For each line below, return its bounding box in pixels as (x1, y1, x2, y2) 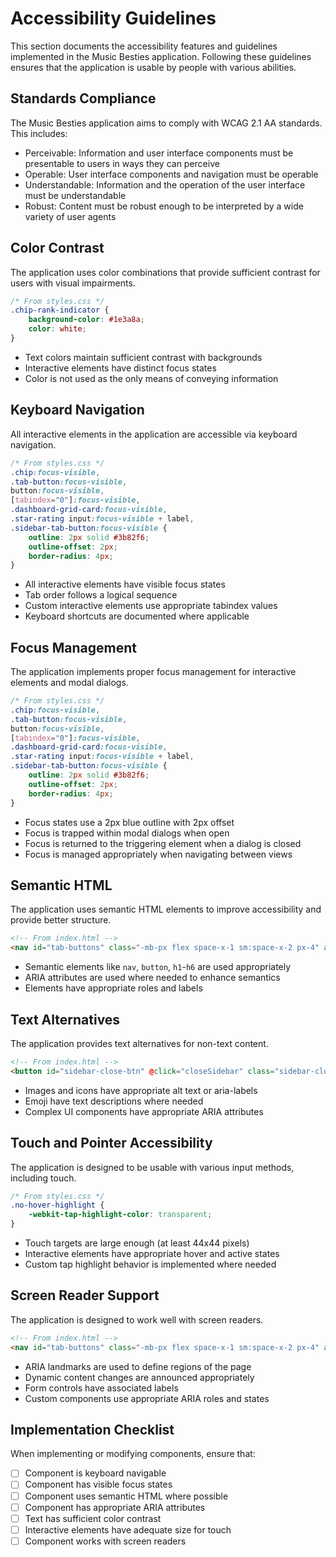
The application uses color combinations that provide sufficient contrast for (10, 266, 321, 278)
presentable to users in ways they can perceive (24, 157, 220, 169)
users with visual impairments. (10, 277, 136, 289)
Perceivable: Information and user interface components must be (24, 147, 294, 159)
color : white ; (28, 324, 87, 334)
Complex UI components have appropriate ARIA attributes (24, 1105, 264, 1117)
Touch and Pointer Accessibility (10, 1135, 213, 1152)
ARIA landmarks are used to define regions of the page (24, 1360, 252, 1372)
